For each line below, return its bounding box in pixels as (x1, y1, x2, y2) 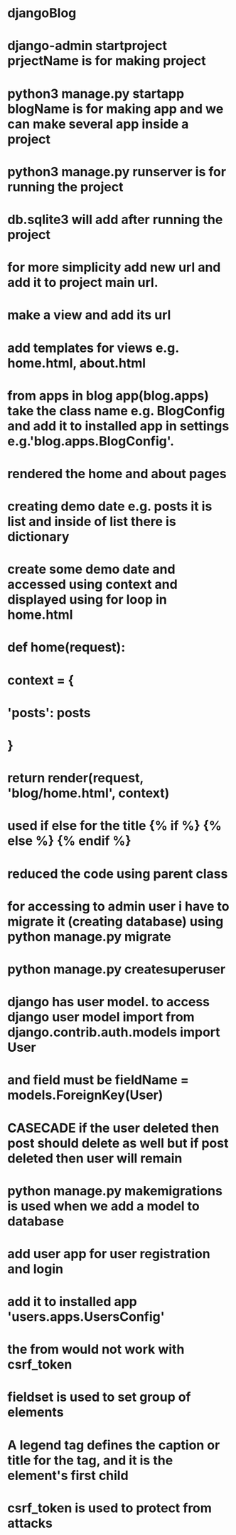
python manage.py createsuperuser (7, 961, 226, 977)
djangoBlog (7, 5, 77, 21)
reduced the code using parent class (7, 866, 228, 882)
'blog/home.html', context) (7, 785, 170, 801)
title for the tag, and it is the (7, 1452, 173, 1468)
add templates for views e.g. (7, 340, 179, 356)
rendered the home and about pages (7, 465, 227, 482)
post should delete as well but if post (7, 1135, 229, 1151)
